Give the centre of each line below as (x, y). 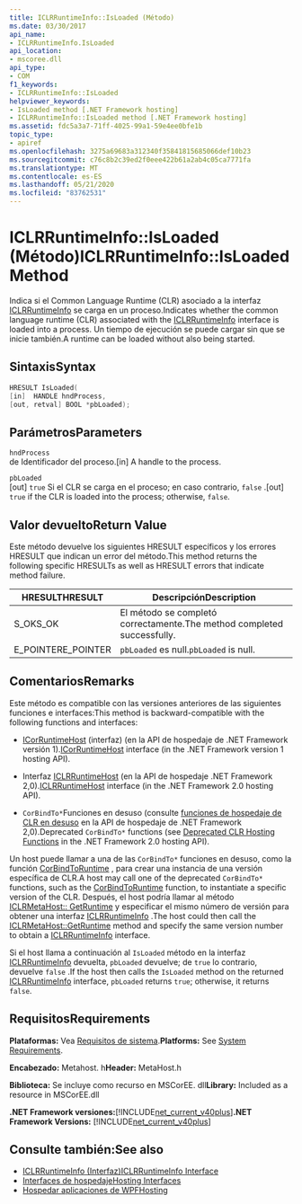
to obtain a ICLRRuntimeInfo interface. (80, 934)
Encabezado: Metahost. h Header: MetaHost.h (95, 1067)
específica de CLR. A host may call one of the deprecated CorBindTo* (136, 878)
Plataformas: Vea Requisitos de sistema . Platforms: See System (128, 1040)
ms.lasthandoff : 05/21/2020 (62, 185)
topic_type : (31, 135)
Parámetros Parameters (76, 432)
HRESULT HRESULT (62, 597)
